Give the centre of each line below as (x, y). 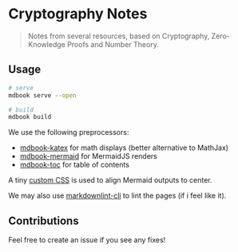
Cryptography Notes (78, 14)
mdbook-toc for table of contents (75, 165)
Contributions (44, 220)
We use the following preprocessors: (69, 132)
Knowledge (46, 44)
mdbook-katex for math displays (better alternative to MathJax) (124, 148)
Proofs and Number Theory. (113, 44)
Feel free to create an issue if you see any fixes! (87, 240)
